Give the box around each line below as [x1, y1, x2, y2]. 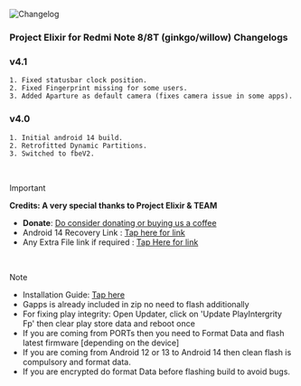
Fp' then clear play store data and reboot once [22, 317, 196, 329]
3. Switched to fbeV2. [9, 149, 95, 158]
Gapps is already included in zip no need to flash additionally [22, 298, 250, 309]
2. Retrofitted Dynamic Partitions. [9, 141, 147, 150]
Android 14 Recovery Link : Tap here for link [22, 227, 185, 238]
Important [9, 182, 46, 193]
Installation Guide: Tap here [22, 289, 125, 300]
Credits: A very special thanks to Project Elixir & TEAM [9, 200, 218, 211]
